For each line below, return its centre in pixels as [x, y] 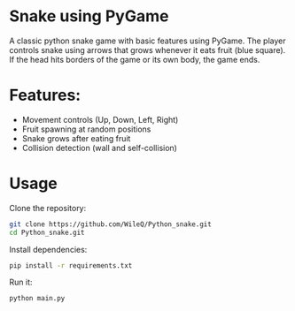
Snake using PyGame [89, 16]
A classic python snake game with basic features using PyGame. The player [147, 41]
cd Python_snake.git [47, 232]
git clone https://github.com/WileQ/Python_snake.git [111, 224]
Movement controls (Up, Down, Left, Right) [100, 119]
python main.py [37, 299]
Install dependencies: [48, 249]
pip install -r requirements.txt [71, 265]
